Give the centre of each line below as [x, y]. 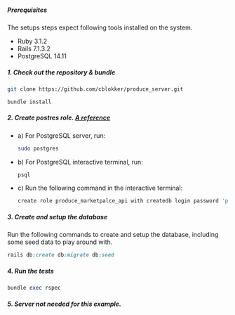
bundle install [29, 102]
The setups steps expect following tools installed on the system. [100, 27]
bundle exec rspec [34, 288]
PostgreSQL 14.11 [42, 56]
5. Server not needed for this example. [64, 304]
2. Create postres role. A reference [59, 118]
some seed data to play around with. [60, 242]
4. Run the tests [31, 271]
